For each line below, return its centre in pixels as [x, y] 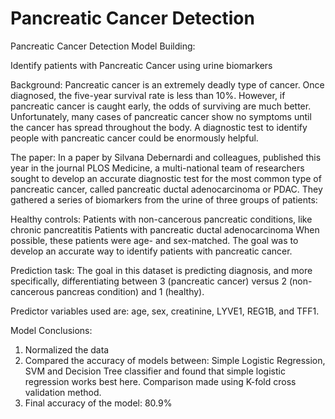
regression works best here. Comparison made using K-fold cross [160, 381]
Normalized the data [67, 349]
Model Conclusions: [51, 330]
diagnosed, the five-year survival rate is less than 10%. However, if [148, 95]
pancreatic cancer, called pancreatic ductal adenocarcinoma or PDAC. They [166, 189]
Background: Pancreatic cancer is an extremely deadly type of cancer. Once [167, 84]
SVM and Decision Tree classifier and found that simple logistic [155, 371]
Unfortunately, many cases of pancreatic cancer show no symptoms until [161, 116]
